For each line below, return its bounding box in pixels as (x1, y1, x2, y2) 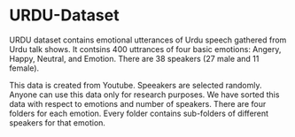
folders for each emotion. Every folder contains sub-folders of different (9, 108, 268, 118)
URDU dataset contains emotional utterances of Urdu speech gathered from (9, 34, 287, 45)
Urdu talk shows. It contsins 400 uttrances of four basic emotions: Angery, (9, 43, 282, 54)
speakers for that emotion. (9, 117, 106, 128)
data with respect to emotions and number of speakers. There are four (9, 98, 267, 109)
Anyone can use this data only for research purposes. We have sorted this (9, 89, 280, 100)
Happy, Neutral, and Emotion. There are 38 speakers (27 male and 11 (9, 53, 260, 64)
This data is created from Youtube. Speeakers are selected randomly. (9, 80, 263, 90)
